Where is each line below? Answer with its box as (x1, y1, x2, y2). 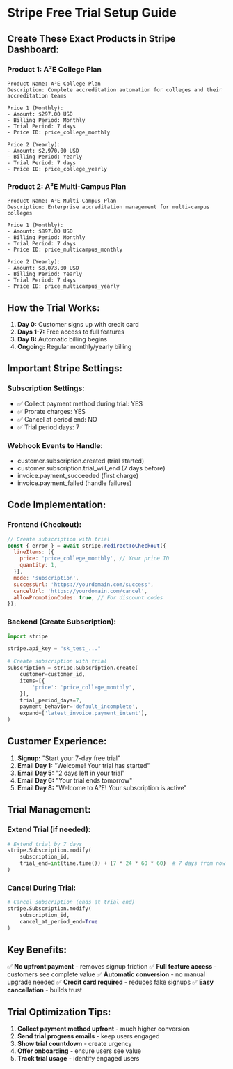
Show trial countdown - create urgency (17, 1040, 132, 1048)
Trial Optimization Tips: (7, 1006, 111, 1018)
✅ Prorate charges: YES (17, 407, 86, 415)
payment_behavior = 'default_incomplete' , (19, 703, 138, 710)
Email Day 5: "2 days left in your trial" (17, 769, 125, 777)
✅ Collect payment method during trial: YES (17, 399, 143, 408)
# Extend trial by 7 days (7, 840, 82, 847)
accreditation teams (7, 92, 67, 99)
